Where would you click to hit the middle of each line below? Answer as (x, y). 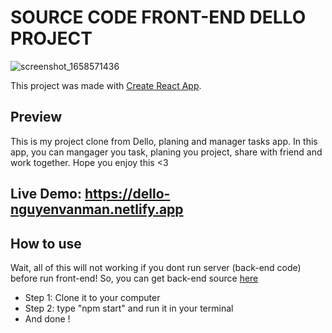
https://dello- (127, 194)
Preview (36, 117)
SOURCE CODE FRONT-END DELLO (158, 17)
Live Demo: (46, 194)
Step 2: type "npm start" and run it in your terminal (129, 308)
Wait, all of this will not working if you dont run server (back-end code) (156, 267)
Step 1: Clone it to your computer (92, 297)
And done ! (47, 318)
